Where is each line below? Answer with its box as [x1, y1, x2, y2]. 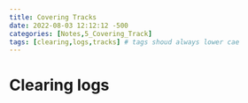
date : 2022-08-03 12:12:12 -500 [9, 21, 128, 30]
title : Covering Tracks [9, 12, 97, 22]
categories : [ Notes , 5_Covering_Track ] [9, 29, 152, 38]
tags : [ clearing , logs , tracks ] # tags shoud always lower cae [9, 37, 240, 47]
